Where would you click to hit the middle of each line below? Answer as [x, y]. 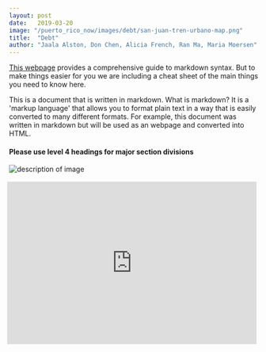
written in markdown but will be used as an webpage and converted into [127, 125]
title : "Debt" [34, 38]
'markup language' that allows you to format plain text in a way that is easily [133, 109]
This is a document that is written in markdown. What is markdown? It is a [129, 100]
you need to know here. [47, 85]
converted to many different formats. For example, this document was [123, 117]
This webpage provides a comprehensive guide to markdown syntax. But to [132, 67]
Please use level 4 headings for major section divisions [101, 151]
